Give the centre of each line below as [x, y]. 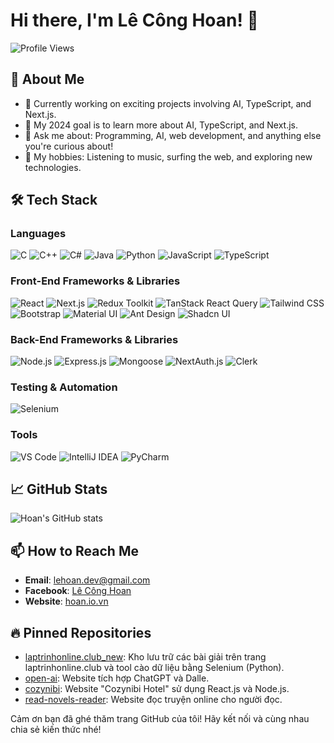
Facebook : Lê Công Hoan [78, 591]
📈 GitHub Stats [59, 489]
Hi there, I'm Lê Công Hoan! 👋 [134, 20]
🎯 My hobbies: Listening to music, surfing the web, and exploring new [168, 156]
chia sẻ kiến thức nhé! [56, 730]
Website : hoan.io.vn [66, 601]
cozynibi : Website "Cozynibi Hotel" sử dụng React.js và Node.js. [157, 689]
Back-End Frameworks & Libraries [94, 339]
